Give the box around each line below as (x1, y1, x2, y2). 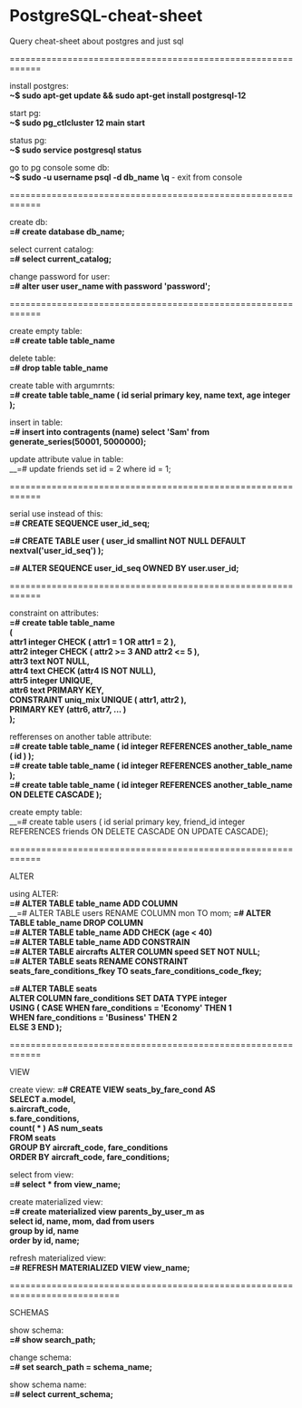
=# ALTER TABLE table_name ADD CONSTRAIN (9, 936, 190, 947)
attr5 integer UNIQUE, (9, 674, 93, 685)
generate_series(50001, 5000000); (9, 436, 147, 447)
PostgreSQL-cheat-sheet (9, 5, 203, 26)
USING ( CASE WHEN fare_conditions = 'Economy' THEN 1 (9, 1002, 232, 1013)
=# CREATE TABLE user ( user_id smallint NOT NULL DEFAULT (9, 535, 247, 546)
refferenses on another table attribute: (9, 731, 152, 742)
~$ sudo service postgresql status (9, 144, 142, 155)
